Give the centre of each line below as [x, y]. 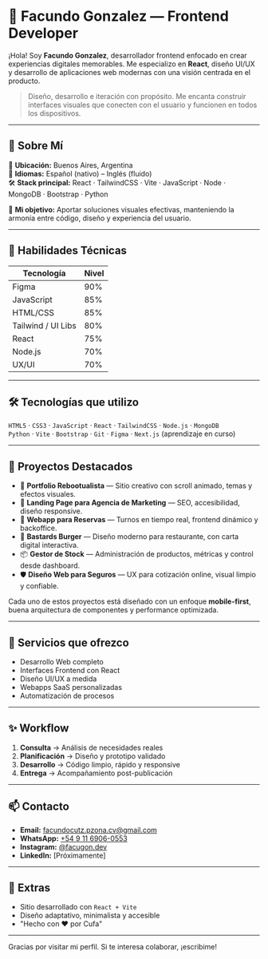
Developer [43, 33]
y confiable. [39, 586]
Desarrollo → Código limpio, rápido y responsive [100, 764]
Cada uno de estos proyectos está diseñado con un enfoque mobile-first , [130, 601]
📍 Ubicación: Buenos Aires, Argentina [71, 165]
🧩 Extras [29, 888]
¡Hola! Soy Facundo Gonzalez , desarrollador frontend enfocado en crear [128, 55]
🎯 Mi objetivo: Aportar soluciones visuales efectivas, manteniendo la [121, 209]
